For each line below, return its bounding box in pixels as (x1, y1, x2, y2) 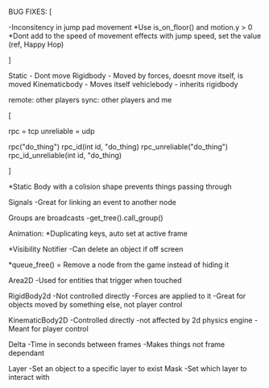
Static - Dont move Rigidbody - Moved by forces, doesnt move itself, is (8, 71, 244, 80)
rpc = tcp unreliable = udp (8, 127, 95, 136)
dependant (8, 348, 45, 357)
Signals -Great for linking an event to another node (8, 198, 177, 207)
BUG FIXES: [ (8, 7, 52, 16)
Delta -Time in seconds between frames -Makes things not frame (8, 340, 226, 349)
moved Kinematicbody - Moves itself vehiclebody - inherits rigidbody (8, 80, 238, 89)
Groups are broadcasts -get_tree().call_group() (8, 213, 163, 223)
